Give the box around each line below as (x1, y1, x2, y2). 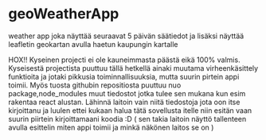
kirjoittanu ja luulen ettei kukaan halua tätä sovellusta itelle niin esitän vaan (8, 105, 252, 115)
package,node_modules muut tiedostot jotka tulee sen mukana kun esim (8, 88, 246, 98)
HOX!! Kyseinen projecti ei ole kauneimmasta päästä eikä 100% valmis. (8, 55, 241, 64)
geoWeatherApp (8, 5, 119, 23)
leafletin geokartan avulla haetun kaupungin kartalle (8, 39, 178, 49)
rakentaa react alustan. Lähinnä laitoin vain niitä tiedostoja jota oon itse (8, 97, 241, 107)
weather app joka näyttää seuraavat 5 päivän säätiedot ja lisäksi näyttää (8, 31, 244, 41)
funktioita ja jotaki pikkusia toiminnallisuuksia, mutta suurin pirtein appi (8, 72, 240, 81)
